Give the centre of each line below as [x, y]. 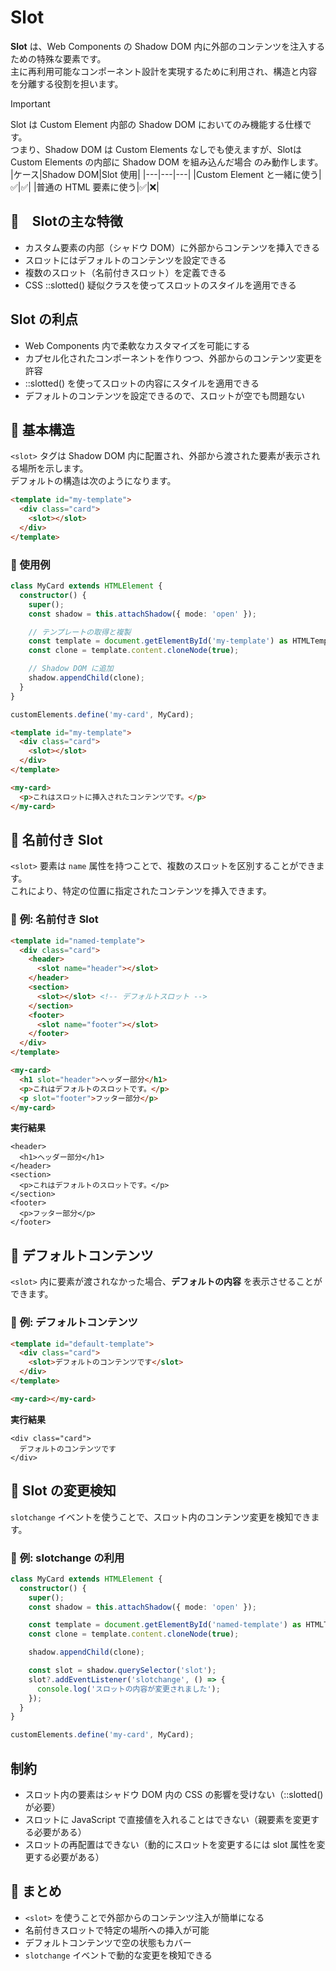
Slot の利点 [44, 319]
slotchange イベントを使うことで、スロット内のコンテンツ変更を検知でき [161, 1517]
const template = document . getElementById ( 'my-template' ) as [158, 641]
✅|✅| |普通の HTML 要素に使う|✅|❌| [85, 187]
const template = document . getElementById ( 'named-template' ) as [165, 1625]
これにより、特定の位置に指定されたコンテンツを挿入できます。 [141, 891]
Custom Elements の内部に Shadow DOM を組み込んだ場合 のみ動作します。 [167, 162]
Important [30, 103]
